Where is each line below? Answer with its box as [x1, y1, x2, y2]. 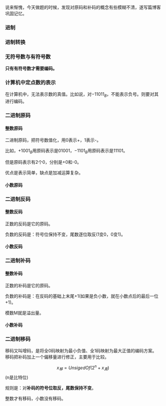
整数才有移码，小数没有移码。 [5, 395, 66, 401]
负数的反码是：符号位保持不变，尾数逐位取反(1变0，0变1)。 [5, 231, 126, 237]
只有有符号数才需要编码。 [5, 66, 57, 71]
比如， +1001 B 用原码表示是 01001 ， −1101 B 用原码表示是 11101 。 [5, 148, 128, 155]
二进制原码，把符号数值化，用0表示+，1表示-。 [5, 137, 101, 143]
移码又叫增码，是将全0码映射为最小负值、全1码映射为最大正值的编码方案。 [5, 348, 157, 354]
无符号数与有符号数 [5, 53, 51, 60]
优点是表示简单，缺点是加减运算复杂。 [5, 170, 83, 176]
